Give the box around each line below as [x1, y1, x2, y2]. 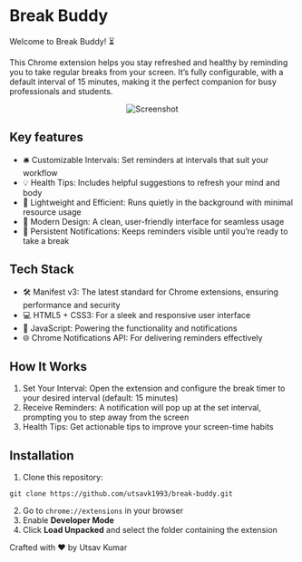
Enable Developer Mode [22, 515, 115, 526]
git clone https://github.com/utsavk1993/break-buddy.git [9, 489, 233, 499]
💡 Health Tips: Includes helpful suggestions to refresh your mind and [22, 177, 280, 188]
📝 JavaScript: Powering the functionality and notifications [22, 323, 238, 334]
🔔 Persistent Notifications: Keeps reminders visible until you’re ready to [22, 226, 288, 237]
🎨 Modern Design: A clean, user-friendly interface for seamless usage [22, 216, 285, 227]
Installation [9, 448, 74, 463]
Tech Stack [9, 262, 74, 277]
